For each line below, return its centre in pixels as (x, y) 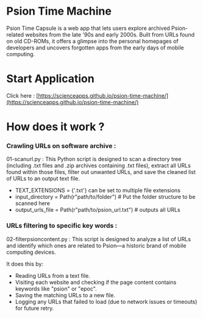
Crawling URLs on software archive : (61, 146)
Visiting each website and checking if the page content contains (96, 282)
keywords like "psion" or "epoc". (56, 289)
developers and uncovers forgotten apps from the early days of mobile (95, 48)
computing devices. (31, 252)
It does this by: (25, 264)
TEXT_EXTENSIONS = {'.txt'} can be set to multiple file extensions (98, 190)
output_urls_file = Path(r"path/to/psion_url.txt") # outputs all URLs (98, 210)
